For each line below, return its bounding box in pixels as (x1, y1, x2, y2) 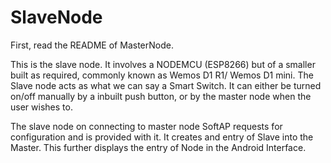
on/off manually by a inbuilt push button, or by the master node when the (10, 90, 312, 102)
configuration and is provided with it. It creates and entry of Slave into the (10, 131, 314, 143)
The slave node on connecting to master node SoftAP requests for (10, 120, 283, 132)
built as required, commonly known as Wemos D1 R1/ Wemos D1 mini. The (10, 69, 314, 81)
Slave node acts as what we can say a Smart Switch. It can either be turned (10, 79, 322, 91)
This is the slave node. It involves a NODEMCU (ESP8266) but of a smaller (10, 58, 316, 70)
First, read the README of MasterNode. (10, 39, 174, 51)
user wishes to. (10, 101, 73, 113)
